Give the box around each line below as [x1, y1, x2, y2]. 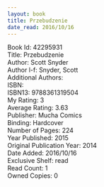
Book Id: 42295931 [7, 43, 63, 52]
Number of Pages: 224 [7, 126, 74, 135]
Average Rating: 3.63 [7, 104, 69, 112]
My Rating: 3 [7, 96, 45, 105]
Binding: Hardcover [7, 119, 64, 127]
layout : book [7, 10, 46, 18]
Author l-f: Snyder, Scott [7, 65, 79, 75]
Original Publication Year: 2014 [7, 141, 98, 150]
